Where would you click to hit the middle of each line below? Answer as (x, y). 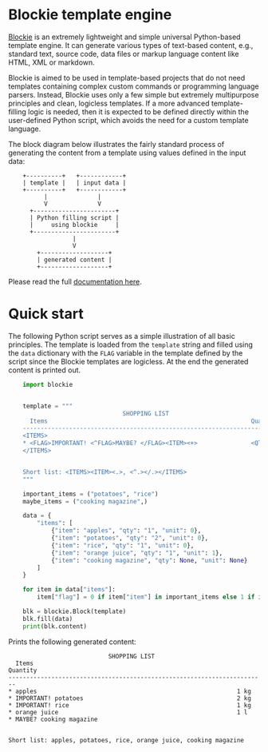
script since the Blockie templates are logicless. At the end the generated (128, 361)
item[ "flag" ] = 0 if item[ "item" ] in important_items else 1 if (146, 597)
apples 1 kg (133, 691)
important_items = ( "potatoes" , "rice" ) (91, 494)
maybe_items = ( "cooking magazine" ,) (85, 501)
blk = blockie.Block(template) (75, 611)
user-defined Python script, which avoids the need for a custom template (128, 120)
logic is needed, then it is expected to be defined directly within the (138, 111)
